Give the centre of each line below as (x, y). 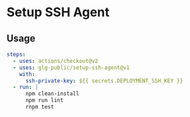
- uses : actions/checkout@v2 (56, 61)
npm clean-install (52, 94)
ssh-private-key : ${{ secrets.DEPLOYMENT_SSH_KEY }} (104, 81)
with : (27, 74)
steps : (16, 54)
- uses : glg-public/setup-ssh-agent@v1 (71, 68)
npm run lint (44, 100)
